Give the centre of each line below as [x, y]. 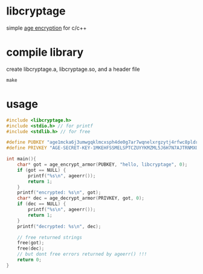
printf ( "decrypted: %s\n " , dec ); [59, 226]
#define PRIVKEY [27, 148]
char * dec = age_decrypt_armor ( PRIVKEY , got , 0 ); [81, 198]
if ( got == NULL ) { [42, 170]
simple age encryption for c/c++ [47, 28]
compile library [45, 52]
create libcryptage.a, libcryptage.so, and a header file [73, 69]
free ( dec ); [31, 249]
